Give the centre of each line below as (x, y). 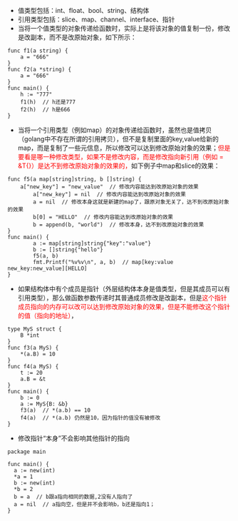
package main (27, 452)
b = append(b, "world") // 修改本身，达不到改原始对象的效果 (119, 225)
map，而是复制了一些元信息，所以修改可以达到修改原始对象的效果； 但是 (124, 148)
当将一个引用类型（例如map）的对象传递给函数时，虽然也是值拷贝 (115, 130)
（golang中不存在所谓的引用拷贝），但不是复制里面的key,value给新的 (118, 139)
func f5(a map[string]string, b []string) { (74, 179)
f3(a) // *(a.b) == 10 (56, 410)
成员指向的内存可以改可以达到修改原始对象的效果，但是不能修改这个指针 (124, 307)
